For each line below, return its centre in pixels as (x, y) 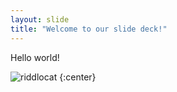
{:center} (78, 77)
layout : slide (40, 19)
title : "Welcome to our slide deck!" (89, 29)
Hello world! (35, 57)
